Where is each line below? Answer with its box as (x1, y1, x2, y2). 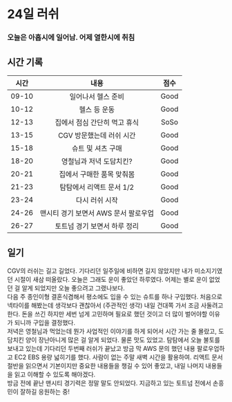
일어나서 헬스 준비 (69, 91, 124, 101)
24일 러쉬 (7, 6, 60, 22)
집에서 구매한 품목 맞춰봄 (59, 169, 135, 179)
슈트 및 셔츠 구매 (71, 143, 122, 153)
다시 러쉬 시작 (75, 195, 119, 204)
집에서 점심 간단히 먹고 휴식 (55, 117, 139, 127)
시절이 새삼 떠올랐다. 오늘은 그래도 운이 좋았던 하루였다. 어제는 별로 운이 (14, 275, 208, 283)
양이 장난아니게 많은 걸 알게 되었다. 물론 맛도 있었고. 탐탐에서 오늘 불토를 (25, 336, 221, 344)
